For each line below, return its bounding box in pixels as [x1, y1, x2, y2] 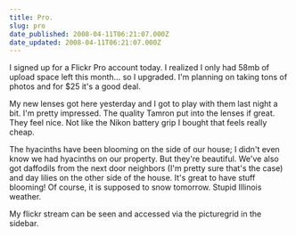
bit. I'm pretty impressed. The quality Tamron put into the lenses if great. [9, 108, 275, 118]
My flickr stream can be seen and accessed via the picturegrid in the [9, 208, 262, 219]
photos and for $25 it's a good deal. [9, 81, 141, 92]
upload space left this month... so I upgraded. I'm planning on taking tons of [9, 72, 288, 83]
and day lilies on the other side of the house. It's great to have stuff [9, 173, 256, 183]
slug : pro [9, 21, 46, 30]
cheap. [9, 126, 36, 138]
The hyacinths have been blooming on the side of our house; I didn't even [9, 144, 281, 155]
